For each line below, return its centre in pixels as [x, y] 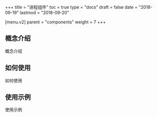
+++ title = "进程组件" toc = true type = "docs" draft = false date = [71, 7]
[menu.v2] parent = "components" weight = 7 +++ [55, 22]
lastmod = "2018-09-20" [44, 13]
